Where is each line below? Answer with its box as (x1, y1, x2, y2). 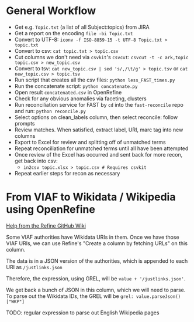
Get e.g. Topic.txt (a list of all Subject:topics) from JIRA (14, 23, 150, 30)
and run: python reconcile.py (14, 107, 86, 114)
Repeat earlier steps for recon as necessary (14, 170, 120, 177)
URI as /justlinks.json (6, 263, 63, 270)
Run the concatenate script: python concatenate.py (14, 82, 138, 89)
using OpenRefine (6, 203, 95, 216)
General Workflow (6, 4, 96, 18)
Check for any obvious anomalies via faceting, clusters (14, 95, 147, 102)
